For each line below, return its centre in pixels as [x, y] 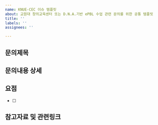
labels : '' [16, 23]
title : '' [15, 18]
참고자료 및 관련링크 [33, 117]
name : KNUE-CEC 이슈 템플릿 [31, 9]
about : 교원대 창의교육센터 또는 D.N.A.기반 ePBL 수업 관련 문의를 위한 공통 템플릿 [79, 14]
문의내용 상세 [24, 70]
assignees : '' [19, 28]
